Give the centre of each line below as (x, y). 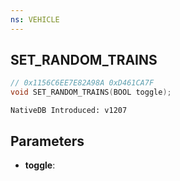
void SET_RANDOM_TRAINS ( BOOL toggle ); (91, 92)
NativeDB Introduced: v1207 (69, 111)
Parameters (47, 141)
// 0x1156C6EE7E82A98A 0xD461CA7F (82, 83)
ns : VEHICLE (35, 19)
